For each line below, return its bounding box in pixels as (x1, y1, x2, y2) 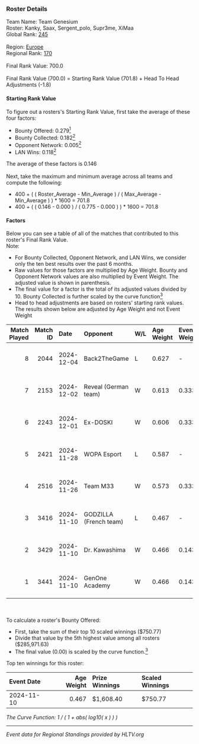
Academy (84, 581, 111, 589)
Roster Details (6, 5, 48, 13)
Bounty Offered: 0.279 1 (14, 126, 71, 134)
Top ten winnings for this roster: (6, 659, 84, 666)
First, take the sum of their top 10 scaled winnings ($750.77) (14, 628, 162, 635)
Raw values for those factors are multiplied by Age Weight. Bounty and (14, 266, 188, 274)
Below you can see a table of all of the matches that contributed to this (6, 230, 179, 237)
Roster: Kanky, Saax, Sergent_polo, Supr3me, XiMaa (6, 24, 134, 31)
